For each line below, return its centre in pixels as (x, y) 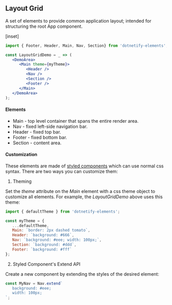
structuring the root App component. (44, 26)
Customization (21, 155)
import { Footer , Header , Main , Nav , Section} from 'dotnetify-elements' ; (87, 46)
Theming (22, 181)
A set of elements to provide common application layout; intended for (78, 21)
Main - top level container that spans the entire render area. (76, 121)
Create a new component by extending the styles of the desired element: (82, 274)
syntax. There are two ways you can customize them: (62, 171)
